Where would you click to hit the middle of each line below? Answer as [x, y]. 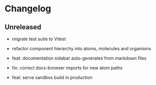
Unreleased [23, 27]
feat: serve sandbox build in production [52, 77]
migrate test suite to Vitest [39, 39]
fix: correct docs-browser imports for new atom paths [67, 68]
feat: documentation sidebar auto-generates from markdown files [79, 58]
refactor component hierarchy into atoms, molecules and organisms [81, 48]
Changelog [28, 9]
